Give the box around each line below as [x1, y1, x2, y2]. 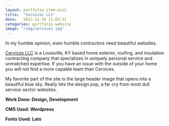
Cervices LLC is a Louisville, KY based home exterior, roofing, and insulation [5, 50, 164, 56]
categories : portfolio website [5, 21, 71, 27]
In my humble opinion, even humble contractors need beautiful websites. [5, 40, 157, 46]
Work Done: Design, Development [5, 97, 78, 103]
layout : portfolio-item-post [5, 7, 67, 13]
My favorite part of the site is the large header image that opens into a [5, 76, 151, 82]
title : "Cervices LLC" [5, 12, 56, 17]
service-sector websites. [5, 87, 57, 93]
